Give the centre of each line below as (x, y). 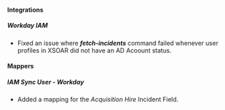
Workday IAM (28, 26)
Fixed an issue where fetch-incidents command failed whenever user (118, 43)
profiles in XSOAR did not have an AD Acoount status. (94, 50)
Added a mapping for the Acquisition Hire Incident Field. (98, 100)
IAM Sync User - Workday (46, 82)
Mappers (21, 66)
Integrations (25, 10)
